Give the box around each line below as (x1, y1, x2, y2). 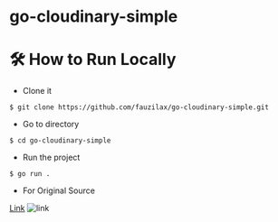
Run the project (22, 152, 81, 163)
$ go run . (9, 170, 51, 179)
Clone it (22, 86, 53, 97)
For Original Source (22, 185, 95, 196)
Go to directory (22, 119, 80, 130)
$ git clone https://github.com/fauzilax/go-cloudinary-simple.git (9, 103, 270, 112)
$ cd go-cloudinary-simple (9, 136, 111, 145)
